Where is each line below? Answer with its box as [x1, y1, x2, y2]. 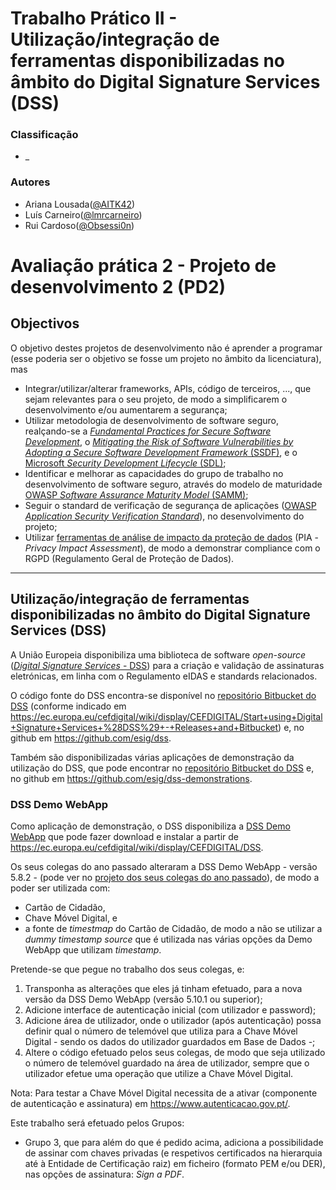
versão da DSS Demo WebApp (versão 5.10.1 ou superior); [24, 993, 263, 1005]
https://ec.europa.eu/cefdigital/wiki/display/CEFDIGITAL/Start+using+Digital [10, 710, 323, 722]
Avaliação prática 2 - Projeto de [10, 254, 277, 277]
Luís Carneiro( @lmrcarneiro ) [24, 208, 143, 221]
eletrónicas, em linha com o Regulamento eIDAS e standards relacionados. [10, 670, 318, 682]
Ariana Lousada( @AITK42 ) [24, 198, 136, 210]
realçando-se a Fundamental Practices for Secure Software [24, 425, 272, 437]
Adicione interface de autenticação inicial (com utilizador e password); [24, 1003, 317, 1016]
